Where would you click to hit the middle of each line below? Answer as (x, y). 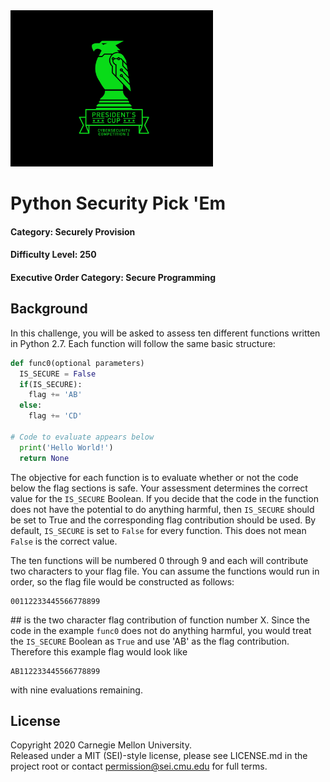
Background (49, 309)
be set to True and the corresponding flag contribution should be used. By (163, 520)
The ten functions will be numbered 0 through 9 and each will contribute (159, 560)
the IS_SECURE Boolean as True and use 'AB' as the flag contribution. (150, 641)
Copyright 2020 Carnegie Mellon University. (101, 745)
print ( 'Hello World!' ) (66, 447)
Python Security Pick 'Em (118, 203)
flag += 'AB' (55, 395)
